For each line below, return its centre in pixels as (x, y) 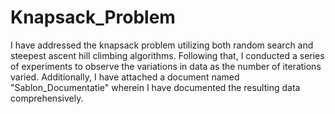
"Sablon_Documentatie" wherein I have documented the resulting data (155, 87)
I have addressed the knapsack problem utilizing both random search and (162, 45)
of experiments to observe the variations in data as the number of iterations (166, 66)
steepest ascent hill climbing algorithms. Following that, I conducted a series (167, 55)
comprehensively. (47, 98)
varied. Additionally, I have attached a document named (125, 77)
